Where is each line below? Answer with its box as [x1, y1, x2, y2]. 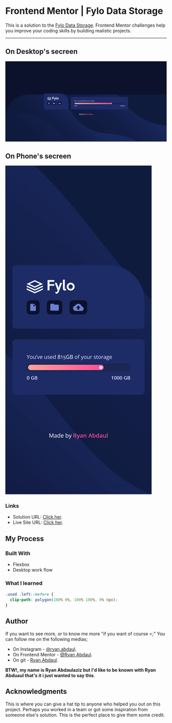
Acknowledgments [5, 687, 68, 696]
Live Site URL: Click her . [12, 519, 63, 526]
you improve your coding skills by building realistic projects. [5, 27, 132, 33]
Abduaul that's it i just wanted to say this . [5, 672, 95, 678]
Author [5, 617, 28, 626]
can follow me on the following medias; [5, 636, 88, 642]
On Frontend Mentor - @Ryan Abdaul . [12, 651, 93, 657]
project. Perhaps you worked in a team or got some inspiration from [5, 706, 148, 712]
